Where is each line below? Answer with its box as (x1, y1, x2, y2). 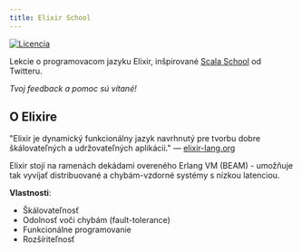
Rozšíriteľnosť (22, 234, 75, 245)
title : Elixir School (9, 13, 92, 23)
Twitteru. (9, 65, 43, 76)
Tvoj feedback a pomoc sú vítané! (9, 82, 138, 93)
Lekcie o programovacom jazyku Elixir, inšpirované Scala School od (9, 55, 261, 66)
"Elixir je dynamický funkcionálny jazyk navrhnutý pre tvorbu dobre (9, 133, 261, 144)
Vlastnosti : (9, 188, 52, 199)
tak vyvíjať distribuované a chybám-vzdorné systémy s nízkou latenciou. (9, 170, 280, 181)
